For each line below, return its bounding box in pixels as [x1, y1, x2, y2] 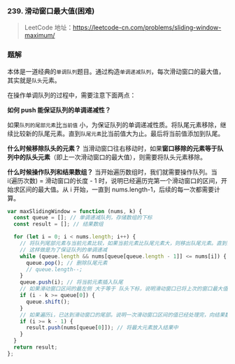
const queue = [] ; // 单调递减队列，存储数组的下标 [13, 214, 152, 221]
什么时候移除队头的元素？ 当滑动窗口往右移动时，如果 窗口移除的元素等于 [7, 144, 218, 152]
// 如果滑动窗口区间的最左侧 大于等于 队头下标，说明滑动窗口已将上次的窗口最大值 [20, 285, 229, 293]
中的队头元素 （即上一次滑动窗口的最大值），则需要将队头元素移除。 [13, 152, 206, 161]
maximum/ [24, 31, 55, 40]
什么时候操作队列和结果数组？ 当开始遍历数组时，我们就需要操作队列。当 [7, 168, 218, 176]
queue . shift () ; [25, 298, 71, 305]
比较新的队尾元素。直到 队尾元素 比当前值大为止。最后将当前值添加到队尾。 [13, 129, 225, 138]
